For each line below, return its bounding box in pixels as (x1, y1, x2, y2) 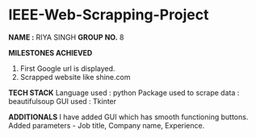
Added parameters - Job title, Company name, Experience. (8, 120, 205, 130)
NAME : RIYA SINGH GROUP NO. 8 (8, 32, 124, 42)
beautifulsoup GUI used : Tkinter (8, 96, 117, 106)
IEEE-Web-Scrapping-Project (8, 6, 209, 24)
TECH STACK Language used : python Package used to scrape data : (8, 87, 240, 98)
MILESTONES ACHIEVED (8, 48, 93, 57)
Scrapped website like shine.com (19, 72, 131, 82)
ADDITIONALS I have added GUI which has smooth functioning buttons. (8, 111, 249, 122)
